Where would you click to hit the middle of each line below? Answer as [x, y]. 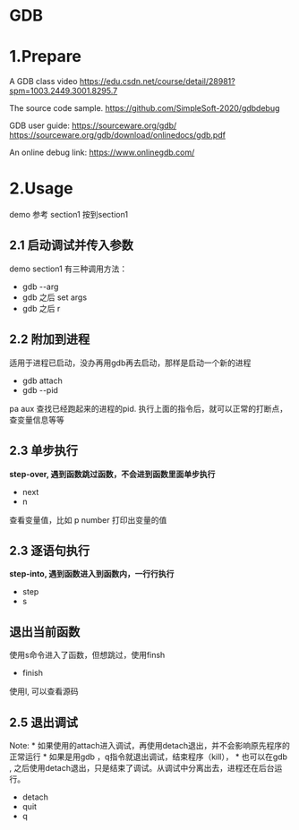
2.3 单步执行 [44, 451]
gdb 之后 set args [55, 297]
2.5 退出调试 [44, 722]
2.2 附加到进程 [50, 340]
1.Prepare [46, 57]
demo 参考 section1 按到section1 [68, 215]
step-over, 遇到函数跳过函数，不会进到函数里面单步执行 [112, 474]
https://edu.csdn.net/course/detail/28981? [157, 81]
